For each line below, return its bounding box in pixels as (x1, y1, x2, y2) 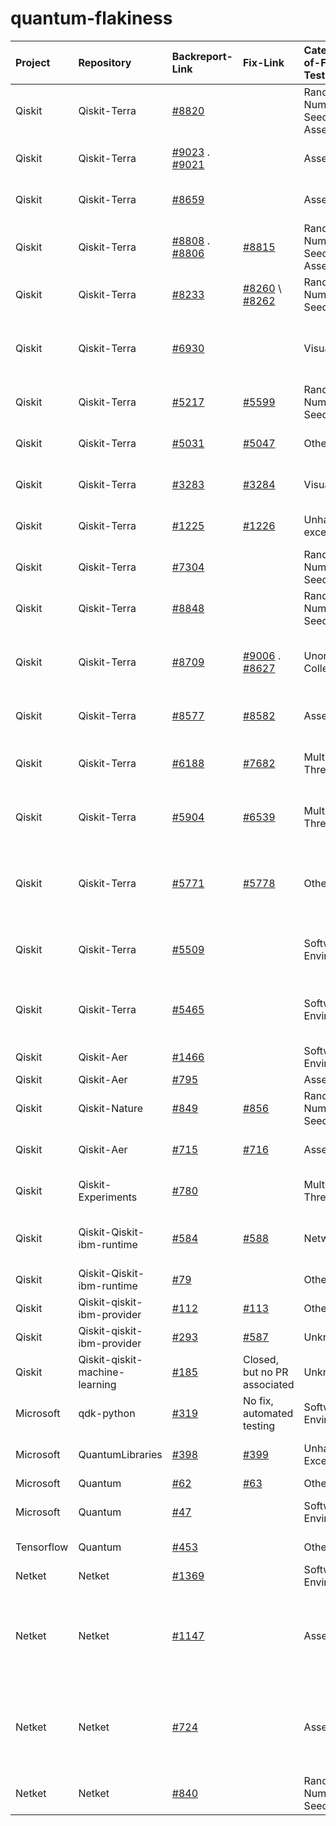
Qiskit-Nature (78, 1101, 144, 1115)
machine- (78, 1365, 126, 1379)
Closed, (242, 1352, 279, 1366)
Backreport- (171, 49, 233, 63)
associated (242, 1377, 295, 1391)
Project (15, 55, 51, 69)
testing (242, 1418, 276, 1432)
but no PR (242, 1365, 289, 1379)
